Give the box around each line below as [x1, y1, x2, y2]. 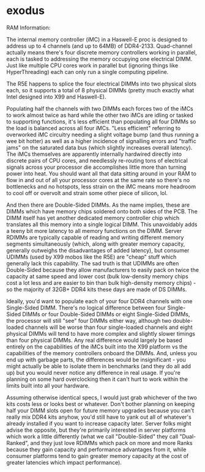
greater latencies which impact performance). [6, 459, 122, 466]
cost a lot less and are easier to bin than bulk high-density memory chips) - [6, 279, 196, 286]
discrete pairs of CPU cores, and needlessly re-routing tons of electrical [6, 157, 188, 164]
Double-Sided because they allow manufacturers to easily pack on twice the [6, 266, 199, 273]
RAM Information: [6, 24, 51, 31]
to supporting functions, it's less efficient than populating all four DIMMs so [6, 117, 196, 125]
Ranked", [6, 439, 29, 446]
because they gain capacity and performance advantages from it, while [6, 446, 187, 453]
